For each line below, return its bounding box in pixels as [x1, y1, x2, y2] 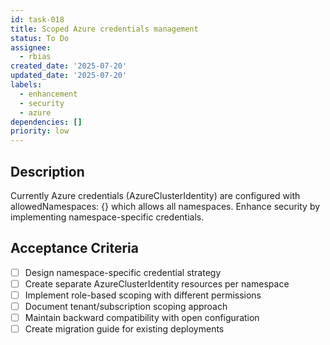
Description [10, 163, 85, 180]
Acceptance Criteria [10, 240, 139, 257]
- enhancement [19, 89, 78, 99]
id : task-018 [10, 14, 65, 25]
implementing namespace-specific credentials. [10, 211, 205, 223]
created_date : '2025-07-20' [10, 61, 128, 71]
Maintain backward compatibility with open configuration [24, 312, 260, 323]
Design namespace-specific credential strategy [24, 266, 222, 278]
